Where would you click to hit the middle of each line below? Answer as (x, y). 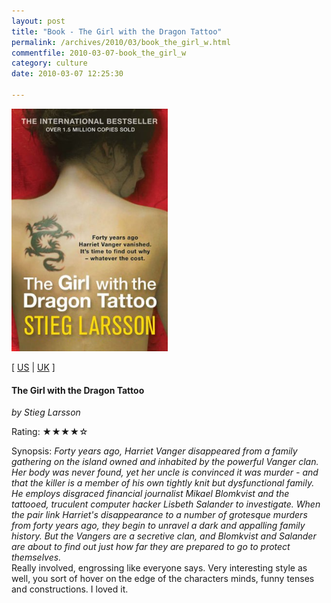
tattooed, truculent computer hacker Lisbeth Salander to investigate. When (166, 504)
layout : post (38, 21)
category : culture (49, 63)
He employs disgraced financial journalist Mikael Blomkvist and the (150, 494)
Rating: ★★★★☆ (50, 432)
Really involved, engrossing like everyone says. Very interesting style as (159, 568)
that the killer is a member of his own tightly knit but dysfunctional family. (163, 483)
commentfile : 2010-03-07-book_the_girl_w (99, 53)
